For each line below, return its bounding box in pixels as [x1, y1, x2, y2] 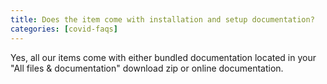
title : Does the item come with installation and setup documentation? [10, 14, 315, 25]
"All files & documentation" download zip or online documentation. [10, 62, 284, 74]
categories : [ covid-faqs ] [10, 24, 118, 34]
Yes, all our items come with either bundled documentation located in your [10, 51, 317, 63]
